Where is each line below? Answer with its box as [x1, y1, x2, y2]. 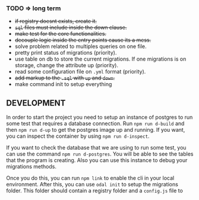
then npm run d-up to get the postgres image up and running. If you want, [6, 126, 185, 134]
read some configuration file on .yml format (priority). [14, 68, 146, 75]
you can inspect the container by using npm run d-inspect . [6, 132, 150, 140]
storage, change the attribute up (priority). [14, 62, 119, 69]
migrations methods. [6, 163, 57, 170]
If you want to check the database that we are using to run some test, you [6, 144, 187, 151]
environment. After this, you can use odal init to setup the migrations [6, 181, 178, 188]
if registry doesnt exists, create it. [14, 18, 97, 25]
